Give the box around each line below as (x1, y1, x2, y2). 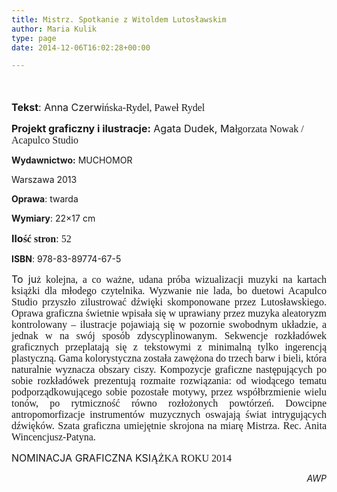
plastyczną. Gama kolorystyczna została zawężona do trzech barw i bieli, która (11, 352, 327, 365)
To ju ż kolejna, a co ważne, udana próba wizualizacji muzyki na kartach (11, 272, 327, 286)
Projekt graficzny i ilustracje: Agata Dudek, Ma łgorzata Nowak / (11, 122, 304, 136)
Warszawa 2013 (11, 174, 78, 186)
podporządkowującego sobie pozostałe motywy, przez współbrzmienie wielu (11, 386, 327, 398)
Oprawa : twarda (11, 193, 79, 205)
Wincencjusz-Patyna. (11, 431, 96, 443)
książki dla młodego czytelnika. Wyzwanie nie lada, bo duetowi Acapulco (11, 285, 327, 297)
